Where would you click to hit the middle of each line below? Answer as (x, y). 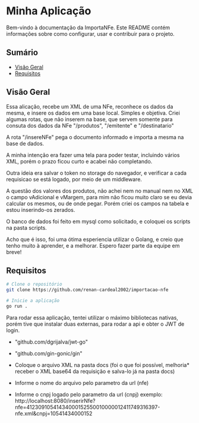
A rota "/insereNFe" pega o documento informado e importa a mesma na (95, 137)
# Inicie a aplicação (33, 301)
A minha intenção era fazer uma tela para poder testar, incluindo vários (93, 155)
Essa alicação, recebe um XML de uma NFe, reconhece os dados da (90, 106)
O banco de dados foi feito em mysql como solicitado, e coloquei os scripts (98, 221)
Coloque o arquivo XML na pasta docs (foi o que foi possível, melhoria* (102, 365)
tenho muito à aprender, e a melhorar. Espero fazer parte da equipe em (93, 245)
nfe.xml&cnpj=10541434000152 (53, 413)
